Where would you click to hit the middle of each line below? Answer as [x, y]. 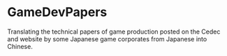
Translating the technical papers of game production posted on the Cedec [114, 31]
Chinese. [20, 46]
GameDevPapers [57, 12]
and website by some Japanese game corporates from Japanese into [107, 38]
